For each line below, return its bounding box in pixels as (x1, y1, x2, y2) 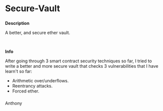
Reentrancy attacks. (12, 83, 53, 89)
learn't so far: (5, 69, 32, 74)
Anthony (5, 100, 23, 106)
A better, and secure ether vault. (5, 30, 70, 36)
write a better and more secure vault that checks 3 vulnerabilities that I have (5, 63, 159, 69)
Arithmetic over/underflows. (12, 78, 69, 84)
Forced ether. (12, 88, 40, 94)
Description (5, 20, 30, 26)
